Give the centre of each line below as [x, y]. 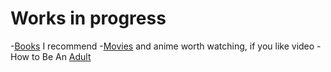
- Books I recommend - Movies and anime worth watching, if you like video [162, 46]
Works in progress [88, 18]
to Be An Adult [61, 56]
